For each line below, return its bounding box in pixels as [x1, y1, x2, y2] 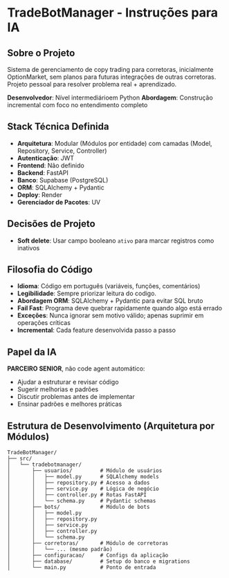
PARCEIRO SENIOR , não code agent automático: [7, 364, 145, 373]
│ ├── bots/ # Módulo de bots [7, 503, 150, 511]
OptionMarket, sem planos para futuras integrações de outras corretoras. [7, 73, 217, 81]
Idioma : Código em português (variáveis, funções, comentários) [17, 282, 201, 290]
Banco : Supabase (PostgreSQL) [17, 176, 109, 184]
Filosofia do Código [7, 264, 93, 276]
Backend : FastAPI [17, 168, 69, 177]
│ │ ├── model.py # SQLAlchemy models [7, 474, 159, 481]
